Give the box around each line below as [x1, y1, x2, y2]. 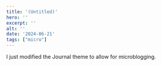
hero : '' [6, 14, 28, 20]
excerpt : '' [6, 20, 36, 26]
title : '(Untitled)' [6, 8, 58, 15]
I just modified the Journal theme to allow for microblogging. [6, 53, 157, 60]
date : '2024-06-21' [6, 31, 55, 37]
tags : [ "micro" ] [6, 37, 47, 43]
